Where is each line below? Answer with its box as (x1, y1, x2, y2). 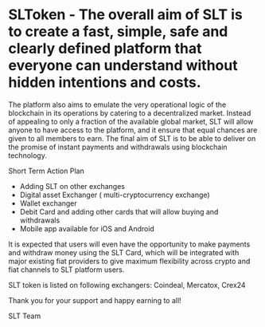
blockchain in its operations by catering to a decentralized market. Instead (8, 108, 251, 117)
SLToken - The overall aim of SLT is (8, 6, 243, 24)
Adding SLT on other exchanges (19, 181, 126, 191)
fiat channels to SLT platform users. (8, 265, 125, 274)
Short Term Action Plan (8, 166, 85, 175)
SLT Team (8, 311, 41, 321)
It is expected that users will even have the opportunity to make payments (8, 239, 251, 249)
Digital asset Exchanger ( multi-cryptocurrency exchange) (19, 190, 210, 199)
